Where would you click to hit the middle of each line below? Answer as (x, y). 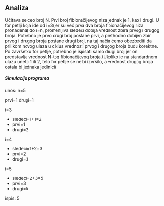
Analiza (17, 8)
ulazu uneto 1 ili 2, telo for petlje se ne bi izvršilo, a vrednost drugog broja (79, 61)
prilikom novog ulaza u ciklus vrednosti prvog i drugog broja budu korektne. (82, 46)
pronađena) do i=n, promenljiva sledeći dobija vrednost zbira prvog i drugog (82, 30)
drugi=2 (20, 129)
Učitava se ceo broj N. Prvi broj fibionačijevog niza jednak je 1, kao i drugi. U (82, 20)
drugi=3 (20, 159)
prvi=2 (19, 154)
